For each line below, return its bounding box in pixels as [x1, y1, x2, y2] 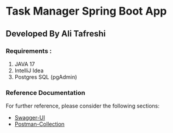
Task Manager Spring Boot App [5, 4, 167, 18]
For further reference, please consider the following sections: [5, 102, 160, 110]
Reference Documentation [5, 88, 86, 97]
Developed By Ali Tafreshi [5, 29, 106, 39]
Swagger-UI [14, 114, 45, 121]
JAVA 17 [14, 60, 35, 67]
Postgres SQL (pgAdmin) [14, 73, 77, 80]
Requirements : [5, 47, 52, 55]
